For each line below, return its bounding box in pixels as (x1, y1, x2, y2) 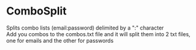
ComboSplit (6, 4, 67, 18)
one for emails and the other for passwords (6, 37, 114, 44)
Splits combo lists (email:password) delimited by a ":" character (6, 24, 164, 31)
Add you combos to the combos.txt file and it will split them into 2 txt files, (6, 30, 191, 37)
